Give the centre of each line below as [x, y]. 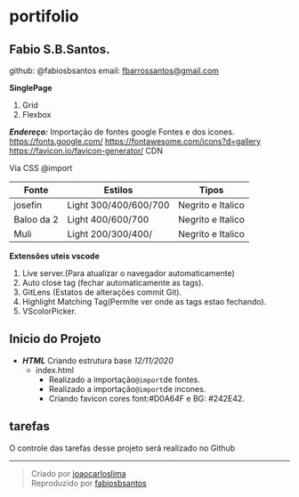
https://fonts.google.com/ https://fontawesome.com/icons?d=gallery [135, 141]
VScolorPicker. [49, 311]
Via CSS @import [41, 168]
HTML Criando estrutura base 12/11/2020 [97, 360]
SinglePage [31, 88]
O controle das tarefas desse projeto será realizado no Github [122, 448]
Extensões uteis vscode [55, 256]
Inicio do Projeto [55, 339]
